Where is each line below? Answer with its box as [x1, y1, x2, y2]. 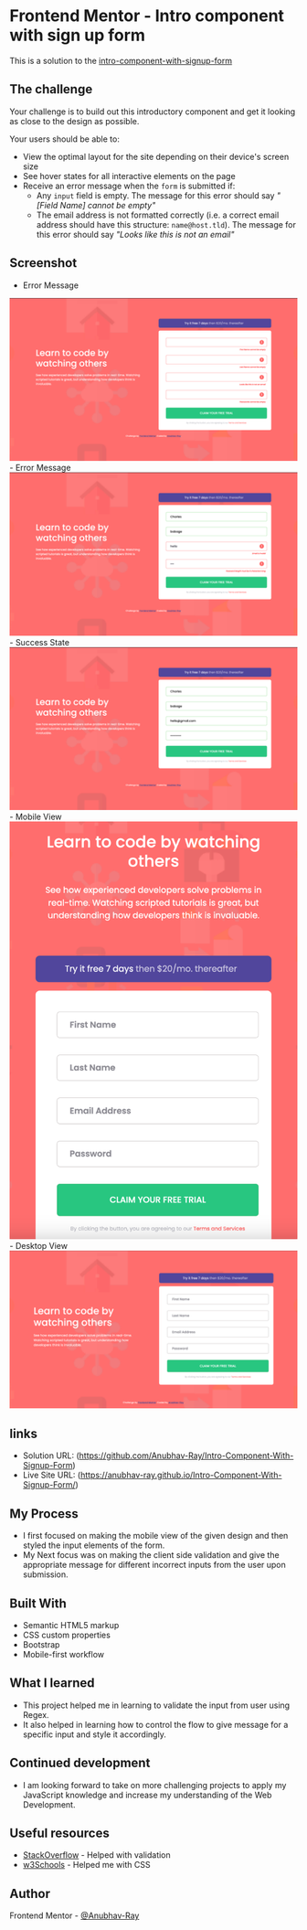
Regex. [22, 1709, 49, 1720]
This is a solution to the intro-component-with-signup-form [9, 55, 233, 66]
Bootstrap [22, 1639, 60, 1650]
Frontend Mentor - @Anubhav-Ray [9, 1910, 140, 1921]
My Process [9, 1506, 79, 1521]
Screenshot [9, 255, 78, 271]
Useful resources [9, 1826, 110, 1841]
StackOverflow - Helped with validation [22, 1850, 171, 1861]
